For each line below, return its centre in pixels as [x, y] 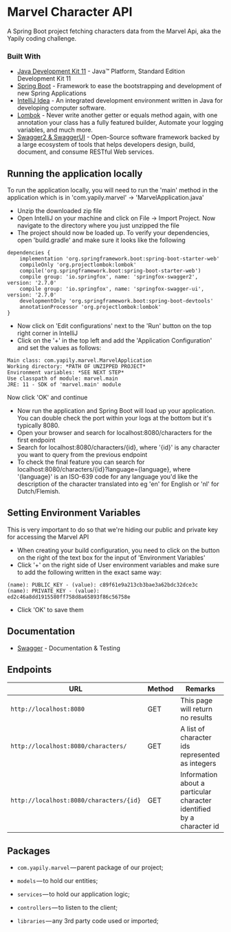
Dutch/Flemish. [38, 492]
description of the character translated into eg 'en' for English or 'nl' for [118, 484]
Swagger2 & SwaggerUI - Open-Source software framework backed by [118, 137]
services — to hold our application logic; [74, 894]
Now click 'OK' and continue [47, 398]
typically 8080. [38, 425]
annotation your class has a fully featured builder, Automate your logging [120, 123]
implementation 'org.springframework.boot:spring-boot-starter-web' [120, 259]
